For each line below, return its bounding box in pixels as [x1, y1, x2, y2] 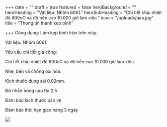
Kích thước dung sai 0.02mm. [5, 78, 66, 84]
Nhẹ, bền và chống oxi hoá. [5, 68, 62, 74]
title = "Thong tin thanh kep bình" [5, 20, 74, 26]
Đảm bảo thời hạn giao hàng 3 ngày [5, 107, 79, 113]
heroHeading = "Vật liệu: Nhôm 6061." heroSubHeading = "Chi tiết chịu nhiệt [5, 9, 162, 15]
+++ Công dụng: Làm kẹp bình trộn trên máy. [5, 30, 98, 35]
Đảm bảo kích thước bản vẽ [5, 97, 62, 103]
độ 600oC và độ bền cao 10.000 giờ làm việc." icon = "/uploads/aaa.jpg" [5, 15, 154, 20]
